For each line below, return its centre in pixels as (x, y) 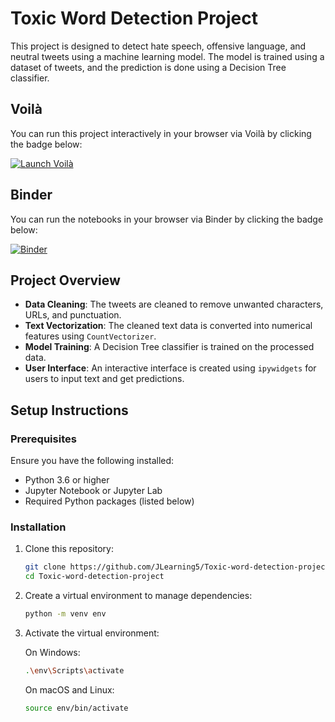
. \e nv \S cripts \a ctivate (74, 670)
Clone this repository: (69, 549)
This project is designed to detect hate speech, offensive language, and (158, 46)
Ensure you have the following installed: (92, 461)
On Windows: (52, 652)
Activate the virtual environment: (92, 633)
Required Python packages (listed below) (109, 501)
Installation (38, 527)
